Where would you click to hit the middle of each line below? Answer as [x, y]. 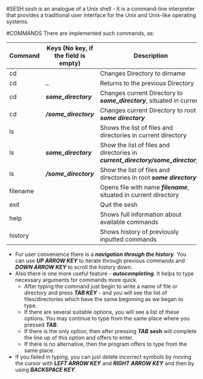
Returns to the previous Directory [147, 83]
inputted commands [128, 239]
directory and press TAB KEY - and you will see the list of [95, 293]
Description [151, 56]
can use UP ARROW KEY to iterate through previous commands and [100, 261]
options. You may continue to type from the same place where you [107, 318]
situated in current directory [140, 195]
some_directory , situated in [140, 100]
